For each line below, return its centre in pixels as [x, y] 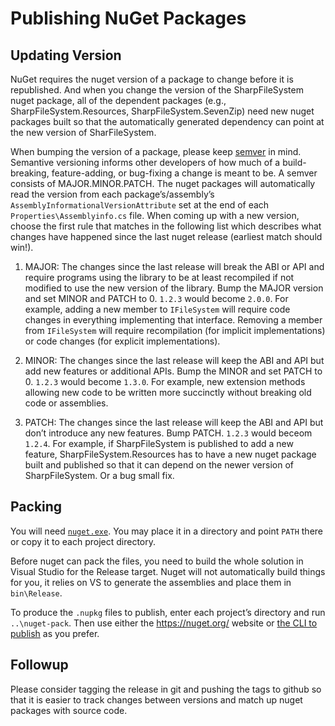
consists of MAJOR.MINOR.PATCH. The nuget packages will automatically [163, 183]
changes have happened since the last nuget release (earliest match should [166, 236]
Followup [39, 665]
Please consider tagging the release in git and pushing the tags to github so [166, 689]
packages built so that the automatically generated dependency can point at [167, 121]
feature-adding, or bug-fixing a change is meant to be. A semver [184, 173]
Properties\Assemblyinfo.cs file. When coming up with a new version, [155, 215]
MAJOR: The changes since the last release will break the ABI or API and [174, 266]
